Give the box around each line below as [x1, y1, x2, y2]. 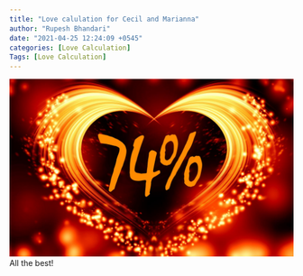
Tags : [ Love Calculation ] [9, 52, 106, 62]
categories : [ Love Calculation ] [9, 43, 131, 52]
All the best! [9, 258, 54, 269]
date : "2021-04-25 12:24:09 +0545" [9, 33, 143, 42]
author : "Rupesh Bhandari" [9, 23, 111, 33]
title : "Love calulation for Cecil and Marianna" [9, 14, 200, 23]
